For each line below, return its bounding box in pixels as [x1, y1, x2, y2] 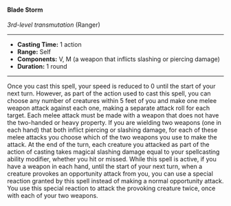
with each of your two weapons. [7, 192, 98, 200]
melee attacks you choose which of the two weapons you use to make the [7, 133, 218, 141]
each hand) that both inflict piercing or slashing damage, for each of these [7, 126, 218, 134]
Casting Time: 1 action [16, 41, 82, 49]
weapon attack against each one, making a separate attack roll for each [7, 104, 210, 113]
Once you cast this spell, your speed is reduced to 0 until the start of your [7, 82, 216, 91]
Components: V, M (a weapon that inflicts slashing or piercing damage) [16, 55, 220, 63]
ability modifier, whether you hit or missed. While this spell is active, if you [7, 155, 217, 163]
